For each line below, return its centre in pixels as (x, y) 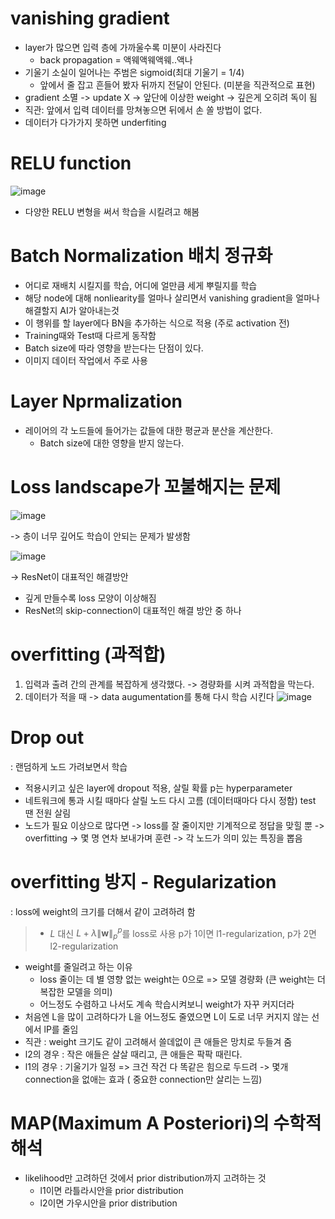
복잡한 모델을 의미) (76, 991)
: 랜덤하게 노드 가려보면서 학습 (69, 766)
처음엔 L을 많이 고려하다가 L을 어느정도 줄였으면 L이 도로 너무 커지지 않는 (167, 1016)
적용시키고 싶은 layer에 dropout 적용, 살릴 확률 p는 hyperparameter (158, 788)
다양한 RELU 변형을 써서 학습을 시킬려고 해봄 (112, 211)
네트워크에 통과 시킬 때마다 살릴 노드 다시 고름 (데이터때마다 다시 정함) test (170, 800)
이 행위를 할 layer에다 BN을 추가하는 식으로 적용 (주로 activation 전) (157, 323)
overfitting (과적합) (88, 654)
